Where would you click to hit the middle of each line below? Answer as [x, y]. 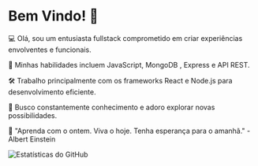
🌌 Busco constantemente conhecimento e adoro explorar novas [112, 107]
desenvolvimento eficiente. [52, 92]
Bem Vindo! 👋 [53, 16]
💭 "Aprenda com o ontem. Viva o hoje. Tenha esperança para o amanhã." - [129, 131]
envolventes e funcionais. [50, 50]
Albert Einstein [32, 139]
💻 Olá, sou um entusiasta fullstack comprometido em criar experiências [125, 38]
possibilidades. [33, 115]
